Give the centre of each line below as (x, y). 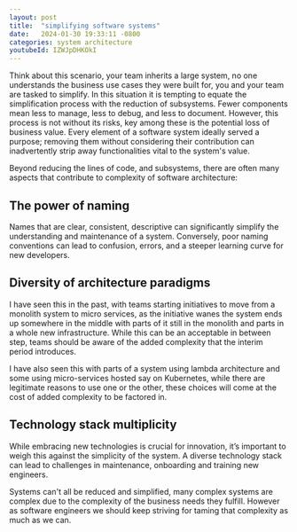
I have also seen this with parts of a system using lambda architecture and (145, 368)
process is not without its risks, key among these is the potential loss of (140, 123)
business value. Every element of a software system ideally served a (134, 132)
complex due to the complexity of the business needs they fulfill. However (145, 501)
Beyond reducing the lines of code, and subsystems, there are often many (145, 168)
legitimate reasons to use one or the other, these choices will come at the (143, 387)
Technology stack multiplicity (93, 425)
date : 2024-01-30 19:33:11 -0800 (75, 34)
